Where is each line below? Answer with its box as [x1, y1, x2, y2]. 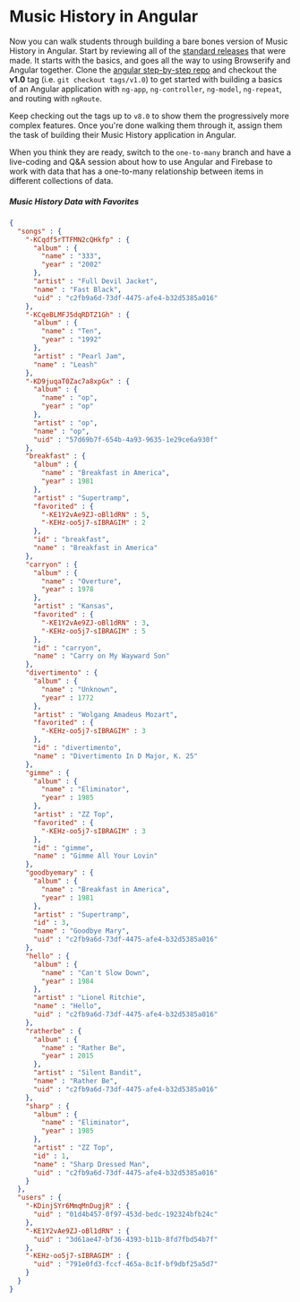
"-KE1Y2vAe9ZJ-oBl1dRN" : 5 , [41, 510, 150, 519]
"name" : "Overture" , [41, 576, 123, 586]
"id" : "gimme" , [32, 843, 94, 852]
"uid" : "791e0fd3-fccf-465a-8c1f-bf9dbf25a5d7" [32, 1260, 219, 1269]
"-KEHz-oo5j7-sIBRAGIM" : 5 [41, 626, 146, 635]
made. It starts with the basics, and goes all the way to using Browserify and [9, 55, 291, 65]
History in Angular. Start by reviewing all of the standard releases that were [9, 45, 287, 56]
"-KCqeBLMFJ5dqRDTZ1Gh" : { [25, 310, 130, 319]
